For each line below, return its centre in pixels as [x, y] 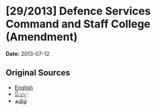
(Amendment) [42, 37]
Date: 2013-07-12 [28, 53]
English [24, 87]
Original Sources [38, 73]
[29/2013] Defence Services [78, 11]
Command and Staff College [78, 24]
